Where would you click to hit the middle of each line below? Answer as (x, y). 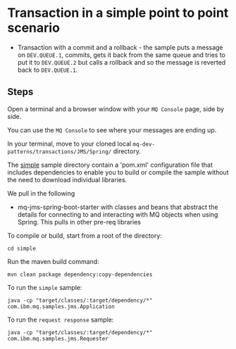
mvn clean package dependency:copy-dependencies (80, 274)
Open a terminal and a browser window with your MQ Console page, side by (116, 109)
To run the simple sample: (45, 287)
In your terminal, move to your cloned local (69, 144)
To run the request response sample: (61, 319)
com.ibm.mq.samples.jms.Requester (58, 338)
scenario (33, 28)
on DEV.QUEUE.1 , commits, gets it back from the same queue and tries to (121, 55)
